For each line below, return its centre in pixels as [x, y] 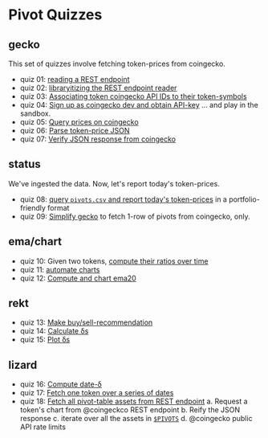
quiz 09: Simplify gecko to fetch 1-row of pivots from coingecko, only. [135, 216]
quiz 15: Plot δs [45, 340]
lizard [23, 364]
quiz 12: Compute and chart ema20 [78, 278]
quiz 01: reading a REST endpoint [75, 79]
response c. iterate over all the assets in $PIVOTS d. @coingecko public [136, 419]
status [25, 164]
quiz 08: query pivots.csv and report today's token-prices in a [123, 199]
